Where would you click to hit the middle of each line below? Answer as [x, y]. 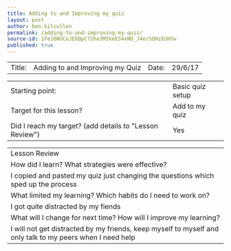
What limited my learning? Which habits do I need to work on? [110, 195]
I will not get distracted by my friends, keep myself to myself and [114, 229]
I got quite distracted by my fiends [66, 206]
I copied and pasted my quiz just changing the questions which [112, 176]
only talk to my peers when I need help [73, 237]
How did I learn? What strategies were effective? [89, 164]
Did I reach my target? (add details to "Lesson [84, 126]
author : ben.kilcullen [40, 26]
